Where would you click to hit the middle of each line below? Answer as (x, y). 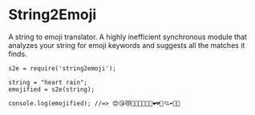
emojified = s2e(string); (51, 89)
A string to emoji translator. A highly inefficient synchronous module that (127, 37)
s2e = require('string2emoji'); (62, 68)
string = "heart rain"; (48, 82)
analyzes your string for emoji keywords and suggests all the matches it (127, 45)
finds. (18, 54)
